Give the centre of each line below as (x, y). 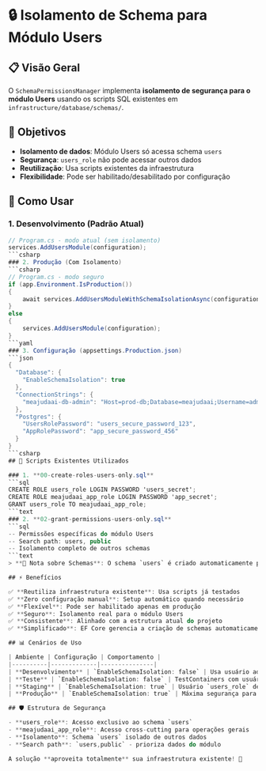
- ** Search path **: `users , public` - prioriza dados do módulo (115, 744)
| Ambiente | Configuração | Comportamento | (84, 657)
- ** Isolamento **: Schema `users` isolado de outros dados (108, 737)
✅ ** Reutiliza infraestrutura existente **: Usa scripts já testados (124, 591)
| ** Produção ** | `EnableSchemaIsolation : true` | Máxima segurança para (133, 694)
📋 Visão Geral (44, 68)
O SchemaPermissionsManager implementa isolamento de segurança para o (129, 91)
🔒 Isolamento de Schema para (108, 15)
